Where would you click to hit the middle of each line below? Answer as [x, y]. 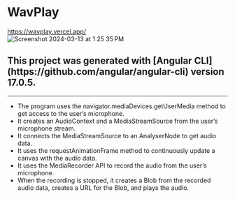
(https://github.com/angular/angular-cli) [98, 72]
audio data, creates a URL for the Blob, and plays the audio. [103, 187]
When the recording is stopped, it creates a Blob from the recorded [114, 180]
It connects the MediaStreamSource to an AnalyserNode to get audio [117, 135]
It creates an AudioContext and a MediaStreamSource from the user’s [117, 121]
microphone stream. [46, 128]
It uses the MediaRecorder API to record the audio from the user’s [112, 165]
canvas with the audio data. [57, 158]
